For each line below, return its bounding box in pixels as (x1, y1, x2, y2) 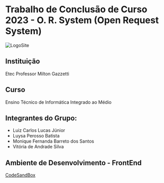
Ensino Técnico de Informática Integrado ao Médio (5, 99, 112, 105)
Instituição (5, 57, 40, 66)
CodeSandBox (5, 172, 36, 178)
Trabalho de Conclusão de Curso (5, 4, 148, 15)
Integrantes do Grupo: (5, 113, 78, 122)
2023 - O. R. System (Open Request (5, 14, 159, 26)
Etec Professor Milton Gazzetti (5, 71, 69, 77)
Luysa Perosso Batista (12, 133, 60, 139)
